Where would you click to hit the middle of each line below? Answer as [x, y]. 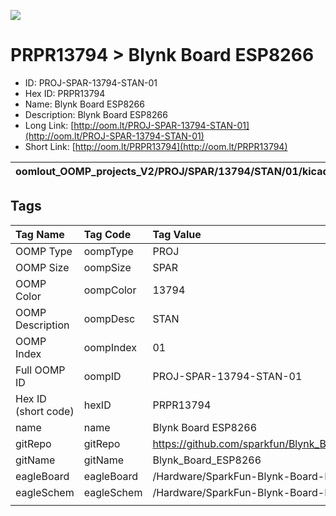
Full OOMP [40, 370]
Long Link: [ [49, 125]
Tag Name [40, 234]
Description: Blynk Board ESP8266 [96, 114]
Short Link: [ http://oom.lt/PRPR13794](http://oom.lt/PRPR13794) [156, 146]
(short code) [45, 411]
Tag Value [177, 234]
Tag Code [107, 234]
